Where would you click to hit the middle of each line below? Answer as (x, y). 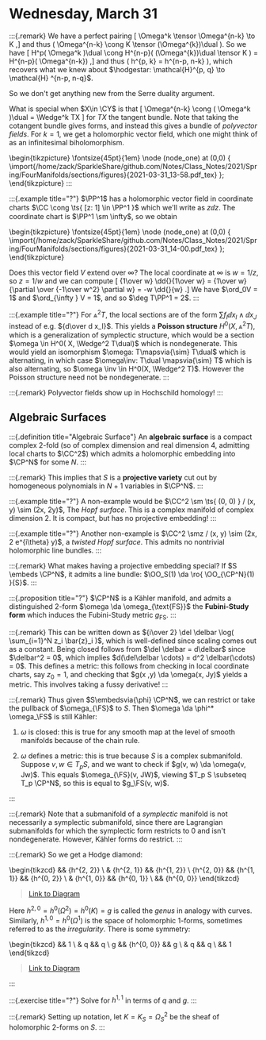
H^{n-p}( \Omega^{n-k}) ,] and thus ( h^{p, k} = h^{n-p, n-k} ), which (121, 61)
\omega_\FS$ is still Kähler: (53, 717)
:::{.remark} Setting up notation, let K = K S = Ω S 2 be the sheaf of (114, 1017)
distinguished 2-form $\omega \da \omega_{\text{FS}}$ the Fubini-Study (129, 606)
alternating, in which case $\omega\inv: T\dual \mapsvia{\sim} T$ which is (131, 360)
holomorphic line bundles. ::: (55, 550)
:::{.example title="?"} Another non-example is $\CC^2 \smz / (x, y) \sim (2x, (133, 533)
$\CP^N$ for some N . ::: (47, 462)
